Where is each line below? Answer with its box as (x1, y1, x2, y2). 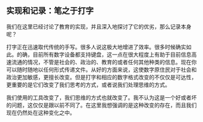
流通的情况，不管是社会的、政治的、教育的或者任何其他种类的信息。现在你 (11, 58, 197, 65)
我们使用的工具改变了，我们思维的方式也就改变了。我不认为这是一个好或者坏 (6, 94, 197, 101)
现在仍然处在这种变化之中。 (6, 109, 76, 116)
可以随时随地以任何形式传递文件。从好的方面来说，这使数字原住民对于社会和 (6, 66, 197, 73)
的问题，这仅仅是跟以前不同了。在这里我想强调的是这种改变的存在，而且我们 (6, 101, 197, 109)
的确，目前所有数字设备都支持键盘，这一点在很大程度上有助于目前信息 (16, 51, 192, 58)
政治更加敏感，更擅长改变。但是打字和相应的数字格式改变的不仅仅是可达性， (6, 73, 197, 80)
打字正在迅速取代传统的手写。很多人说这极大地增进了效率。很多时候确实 (6, 43, 186, 50)
